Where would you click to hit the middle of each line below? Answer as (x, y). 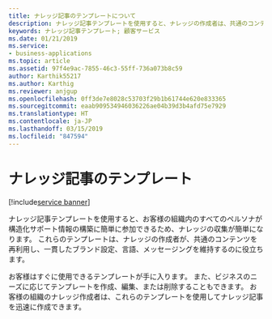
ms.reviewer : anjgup (43, 91)
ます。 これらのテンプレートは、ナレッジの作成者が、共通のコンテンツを (136, 239)
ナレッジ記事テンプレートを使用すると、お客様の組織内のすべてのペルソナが (136, 219)
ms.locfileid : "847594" (49, 136)
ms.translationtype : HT (49, 114)
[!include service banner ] (49, 202)
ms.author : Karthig (41, 83)
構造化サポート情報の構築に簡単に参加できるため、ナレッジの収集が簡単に (132, 228)
